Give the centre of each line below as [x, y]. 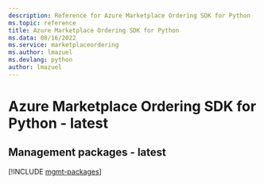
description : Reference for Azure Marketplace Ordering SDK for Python [129, 15]
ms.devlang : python [41, 60]
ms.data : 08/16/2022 [43, 38]
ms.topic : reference [43, 23]
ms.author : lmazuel [41, 52]
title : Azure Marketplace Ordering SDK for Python [94, 30]
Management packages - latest [87, 153]
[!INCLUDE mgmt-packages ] [55, 171]
